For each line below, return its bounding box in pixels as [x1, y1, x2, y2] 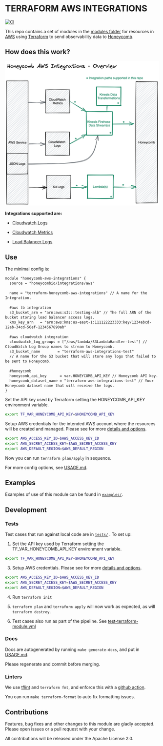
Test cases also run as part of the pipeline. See [12, 618, 107, 624]
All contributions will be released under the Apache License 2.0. [5, 735, 134, 741]
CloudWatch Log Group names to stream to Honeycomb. [5, 344, 115, 349]
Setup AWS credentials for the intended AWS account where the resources [5, 420, 156, 427]
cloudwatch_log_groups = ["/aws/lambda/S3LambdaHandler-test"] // [9, 339, 147, 344]
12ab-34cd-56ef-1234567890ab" [5, 325, 67, 330]
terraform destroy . [12, 609, 51, 614]
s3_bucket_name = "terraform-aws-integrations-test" [9, 349, 134, 354]
